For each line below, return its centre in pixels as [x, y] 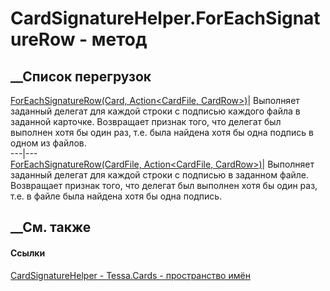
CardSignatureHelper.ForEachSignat [165, 18]
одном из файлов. [48, 143]
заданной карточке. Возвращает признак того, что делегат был [146, 121]
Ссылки [28, 253]
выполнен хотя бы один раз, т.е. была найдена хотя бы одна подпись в [162, 132]
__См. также [51, 227]
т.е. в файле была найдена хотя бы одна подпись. [116, 196]
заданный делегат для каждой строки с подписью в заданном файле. [160, 175]
